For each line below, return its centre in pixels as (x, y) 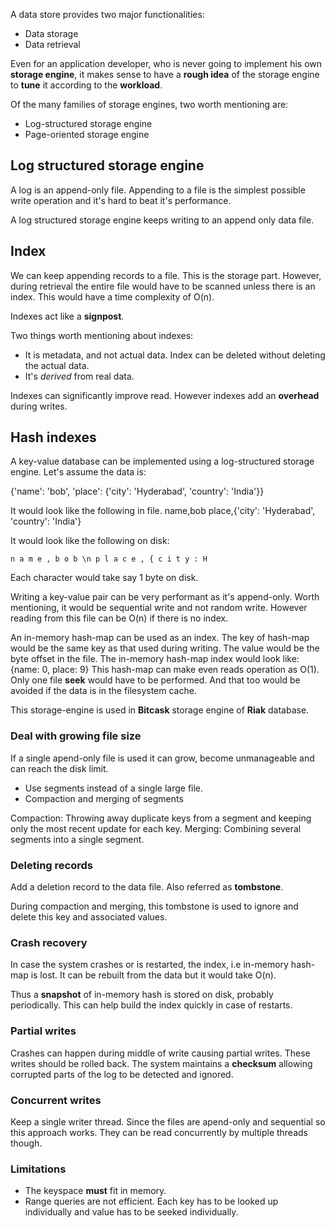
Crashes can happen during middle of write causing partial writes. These (160, 1053)
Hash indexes (53, 437)
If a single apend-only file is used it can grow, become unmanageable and (162, 758)
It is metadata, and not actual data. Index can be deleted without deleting (175, 355)
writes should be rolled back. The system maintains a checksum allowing (161, 1063)
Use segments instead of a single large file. (114, 788)
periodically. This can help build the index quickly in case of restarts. (151, 1005)
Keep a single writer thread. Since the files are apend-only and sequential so (168, 1121)
